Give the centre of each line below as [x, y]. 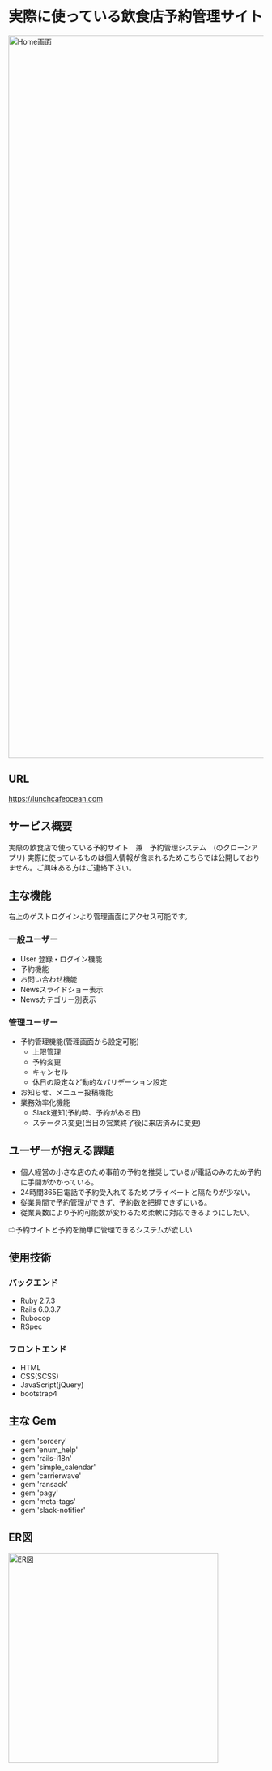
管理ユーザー [33, 1022]
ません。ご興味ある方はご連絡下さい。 [72, 867]
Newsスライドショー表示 [62, 989]
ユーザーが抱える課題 [62, 1151]
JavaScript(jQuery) [52, 1385]
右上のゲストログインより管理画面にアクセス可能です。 [100, 917]
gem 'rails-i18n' [46, 1458]
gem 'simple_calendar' [58, 1467]
